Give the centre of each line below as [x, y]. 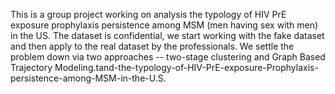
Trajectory [31, 67]
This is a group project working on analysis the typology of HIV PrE [148, 14]
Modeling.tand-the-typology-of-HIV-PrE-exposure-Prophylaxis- [186, 67]
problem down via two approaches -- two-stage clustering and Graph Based [168, 57]
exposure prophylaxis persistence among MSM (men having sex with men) [164, 25]
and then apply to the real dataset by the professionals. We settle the [152, 46]
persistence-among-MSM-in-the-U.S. [88, 78]
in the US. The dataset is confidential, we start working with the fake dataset [167, 35]
